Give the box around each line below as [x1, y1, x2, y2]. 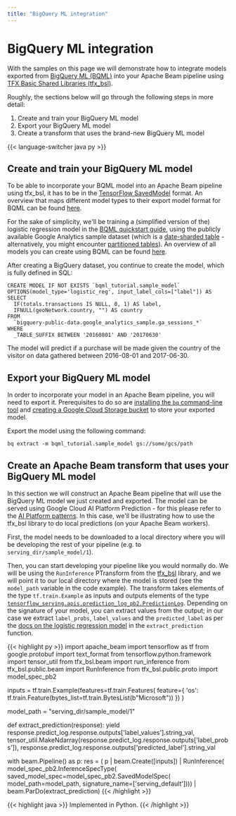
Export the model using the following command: [7, 427, 146, 435]
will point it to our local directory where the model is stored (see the [7, 576, 203, 585]
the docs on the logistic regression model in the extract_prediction [7, 622, 204, 629]
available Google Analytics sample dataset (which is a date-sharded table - [7, 233, 225, 241]
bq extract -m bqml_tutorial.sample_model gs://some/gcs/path [7, 440, 193, 447]
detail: [7, 100, 26, 109]
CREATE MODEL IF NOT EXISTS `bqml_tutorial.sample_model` [7, 283, 181, 290]
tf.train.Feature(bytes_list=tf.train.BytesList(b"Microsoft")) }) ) [7, 693, 185, 702]
